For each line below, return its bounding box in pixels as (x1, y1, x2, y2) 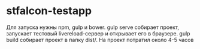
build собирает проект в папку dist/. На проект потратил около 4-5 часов (6, 36, 194, 43)
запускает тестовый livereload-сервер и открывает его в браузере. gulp (6, 30, 190, 37)
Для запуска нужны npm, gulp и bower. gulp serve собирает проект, (6, 24, 180, 31)
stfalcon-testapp (6, 4, 92, 18)
